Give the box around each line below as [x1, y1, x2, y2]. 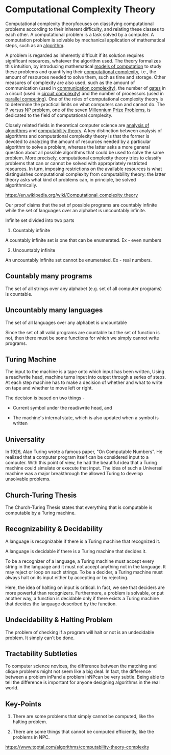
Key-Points [5, 700, 42, 708]
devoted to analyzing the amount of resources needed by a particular [5, 138, 151, 145]
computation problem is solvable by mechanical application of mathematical [5, 37, 165, 43]
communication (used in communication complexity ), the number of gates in [5, 85, 166, 91]
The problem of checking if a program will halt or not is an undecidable [5, 629, 155, 635]
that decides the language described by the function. [5, 601, 117, 607]
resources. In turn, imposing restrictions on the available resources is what [5, 166, 162, 172]
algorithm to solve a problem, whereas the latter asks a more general [5, 144, 150, 150]
